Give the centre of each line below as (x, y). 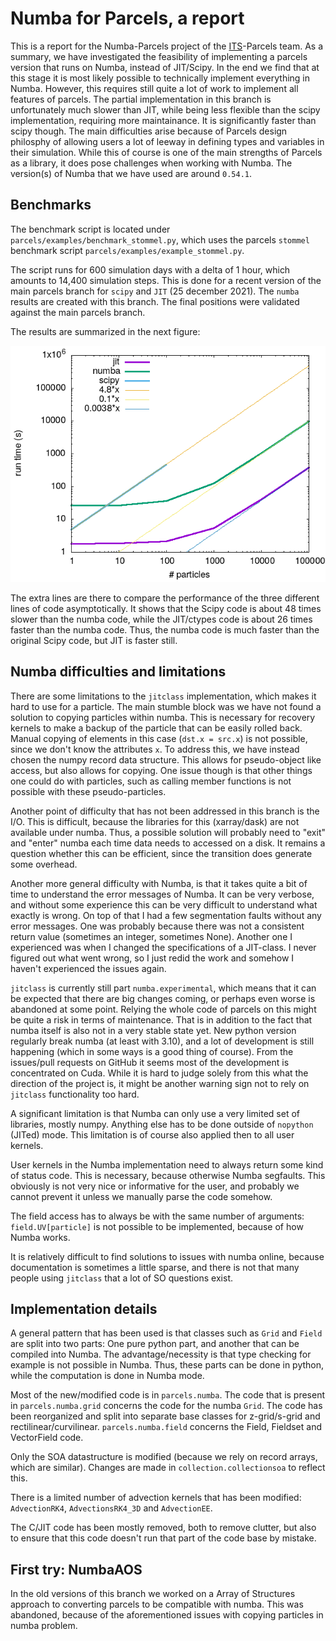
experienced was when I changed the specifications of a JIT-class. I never (163, 947)
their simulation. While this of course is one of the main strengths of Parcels (166, 152)
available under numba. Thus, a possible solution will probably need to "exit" (168, 832)
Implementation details (84, 1308)
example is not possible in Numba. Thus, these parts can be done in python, (167, 1365)
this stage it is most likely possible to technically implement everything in (160, 78)
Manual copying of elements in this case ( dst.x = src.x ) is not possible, (159, 738)
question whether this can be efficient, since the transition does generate (161, 853)
